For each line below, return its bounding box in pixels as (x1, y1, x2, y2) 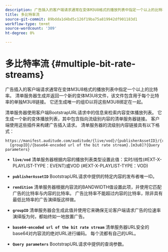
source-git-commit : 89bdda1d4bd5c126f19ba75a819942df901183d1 (5, 17, 137, 22)
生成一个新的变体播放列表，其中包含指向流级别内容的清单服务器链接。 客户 (5, 116, 160, 122)
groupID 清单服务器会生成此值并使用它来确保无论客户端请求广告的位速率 (12, 207, 161, 213)
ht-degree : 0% (5, 31, 35, 36)
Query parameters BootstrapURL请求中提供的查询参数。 (12, 241, 126, 247)
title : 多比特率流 (5, 12, 40, 17)
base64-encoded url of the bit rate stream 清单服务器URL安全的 (12, 224, 149, 230)
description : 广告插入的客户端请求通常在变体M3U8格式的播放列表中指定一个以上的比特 (5, 7, 162, 13)
